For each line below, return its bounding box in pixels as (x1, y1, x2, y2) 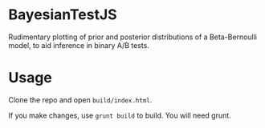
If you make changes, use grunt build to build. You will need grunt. (8, 110, 231, 120)
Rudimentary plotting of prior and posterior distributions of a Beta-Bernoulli (8, 32, 258, 42)
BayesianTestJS (8, 6, 118, 24)
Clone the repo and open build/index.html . (8, 94, 153, 105)
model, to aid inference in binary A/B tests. (8, 40, 150, 50)
